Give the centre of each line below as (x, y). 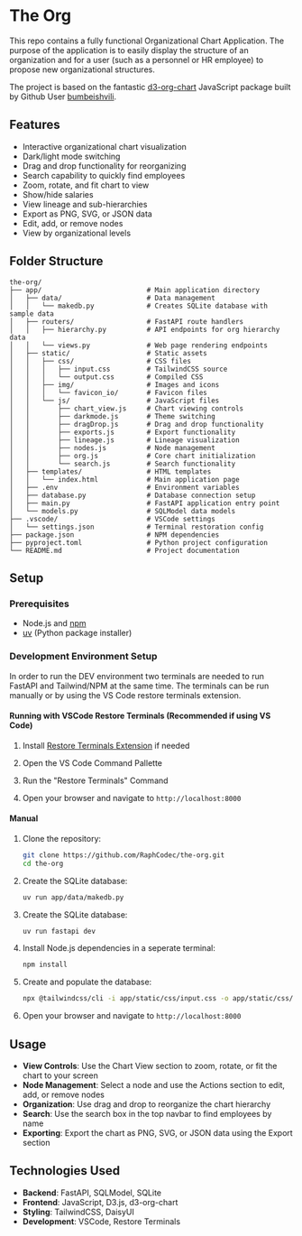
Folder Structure (56, 261)
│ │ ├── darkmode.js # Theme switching (113, 416)
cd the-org (43, 863)
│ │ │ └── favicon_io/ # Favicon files (108, 392)
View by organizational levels (77, 233)
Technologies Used (64, 1171)
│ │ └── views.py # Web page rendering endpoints (139, 345)
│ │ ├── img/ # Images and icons (114, 384)
